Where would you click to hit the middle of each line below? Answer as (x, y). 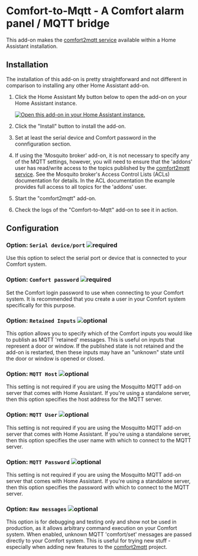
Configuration (33, 228)
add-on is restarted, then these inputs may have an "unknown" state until (95, 352)
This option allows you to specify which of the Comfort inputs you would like (99, 333)
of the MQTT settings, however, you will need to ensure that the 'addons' (103, 162)
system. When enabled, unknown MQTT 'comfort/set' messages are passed (99, 535)
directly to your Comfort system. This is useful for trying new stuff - (88, 541)
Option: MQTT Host (32, 374)
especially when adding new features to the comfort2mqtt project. (87, 547)
